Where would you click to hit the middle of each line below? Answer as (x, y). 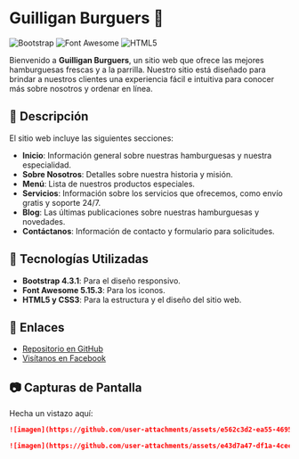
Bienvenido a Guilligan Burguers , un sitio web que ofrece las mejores (137, 60)
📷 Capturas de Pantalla (76, 387)
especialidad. (47, 165)
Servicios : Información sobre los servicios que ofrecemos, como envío (152, 193)
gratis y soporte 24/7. (61, 202)
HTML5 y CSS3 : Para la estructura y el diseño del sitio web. (132, 299)
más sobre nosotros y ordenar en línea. (81, 88)
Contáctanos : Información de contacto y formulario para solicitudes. (148, 231)
